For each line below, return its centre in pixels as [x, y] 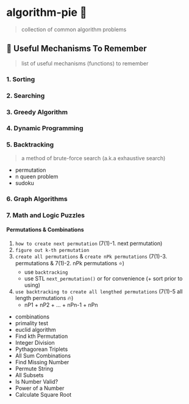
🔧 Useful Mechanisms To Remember [77, 49]
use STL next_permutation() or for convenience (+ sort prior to [103, 278]
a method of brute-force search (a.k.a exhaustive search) [93, 158]
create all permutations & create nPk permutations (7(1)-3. [91, 256]
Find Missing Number [42, 362]
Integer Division [35, 342]
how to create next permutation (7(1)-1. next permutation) [89, 243]
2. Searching [26, 95]
